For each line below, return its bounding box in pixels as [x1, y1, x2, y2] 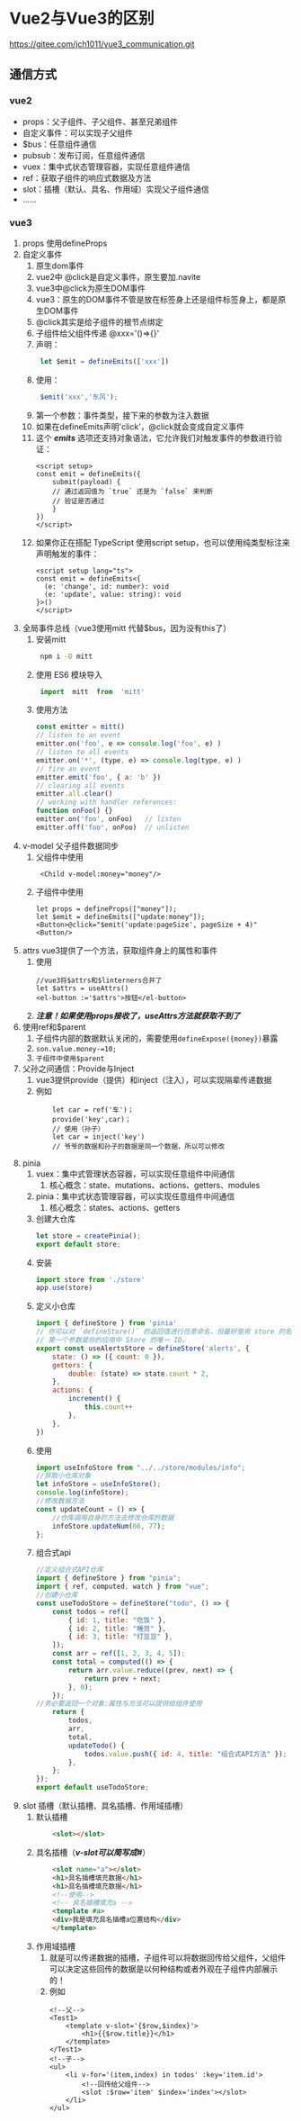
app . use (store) [35, 1284, 93, 1293]
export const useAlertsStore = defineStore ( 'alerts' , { [35, 1343, 250, 1353]
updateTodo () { [67, 1741, 126, 1750]
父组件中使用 [35, 852, 84, 862]
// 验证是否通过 [52, 496, 105, 505]
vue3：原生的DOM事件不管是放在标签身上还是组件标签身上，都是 [35, 293, 279, 304]
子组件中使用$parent [35, 1054, 105, 1063]
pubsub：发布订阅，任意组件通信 [22, 149, 146, 160]
